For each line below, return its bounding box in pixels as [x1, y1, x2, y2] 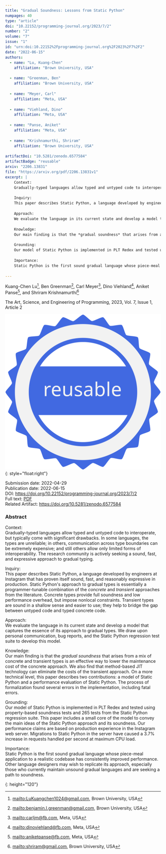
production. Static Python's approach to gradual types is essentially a [5, 581, 147, 587]
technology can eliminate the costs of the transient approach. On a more [5, 668, 153, 674]
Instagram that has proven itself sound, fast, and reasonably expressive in [5, 576, 156, 582]
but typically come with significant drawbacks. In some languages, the [5, 535, 149, 541]
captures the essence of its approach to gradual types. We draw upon [5, 627, 148, 633]
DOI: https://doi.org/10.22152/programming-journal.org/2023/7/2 [5, 490, 137, 496]
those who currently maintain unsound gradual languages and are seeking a [5, 766, 160, 773]
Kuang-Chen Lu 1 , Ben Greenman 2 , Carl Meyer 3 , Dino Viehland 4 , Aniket [5, 283, 149, 289]
